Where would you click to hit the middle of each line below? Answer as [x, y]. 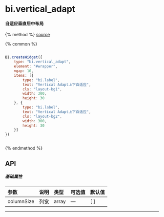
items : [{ [24, 75]
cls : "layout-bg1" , [42, 89]
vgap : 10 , [24, 71]
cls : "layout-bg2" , [42, 116]
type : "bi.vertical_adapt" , [42, 62]
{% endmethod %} [24, 148]
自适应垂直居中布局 [24, 23]
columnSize [21, 201]
